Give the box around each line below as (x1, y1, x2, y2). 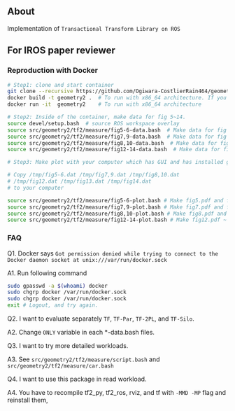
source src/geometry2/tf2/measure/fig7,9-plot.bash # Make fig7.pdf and (7, 203, 224, 211)
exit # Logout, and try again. (7, 302, 99, 309)
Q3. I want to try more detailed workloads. (7, 342, 129, 350)
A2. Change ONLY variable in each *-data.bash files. (7, 328, 155, 337)
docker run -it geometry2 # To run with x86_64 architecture (7, 101, 201, 108)
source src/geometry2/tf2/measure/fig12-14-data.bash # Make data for (7, 146, 220, 153)
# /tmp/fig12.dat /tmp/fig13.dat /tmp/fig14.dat (7, 178, 152, 185)
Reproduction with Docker (7, 66, 98, 76)
